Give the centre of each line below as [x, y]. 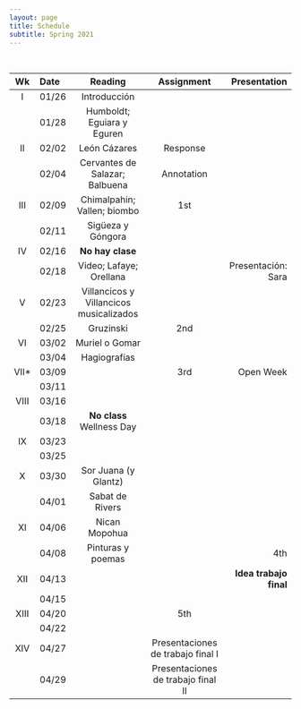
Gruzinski [108, 329]
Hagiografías [108, 357]
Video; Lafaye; [108, 266]
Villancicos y [108, 292]
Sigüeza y [108, 226]
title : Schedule [39, 26]
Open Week [262, 372]
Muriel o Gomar [108, 343]
